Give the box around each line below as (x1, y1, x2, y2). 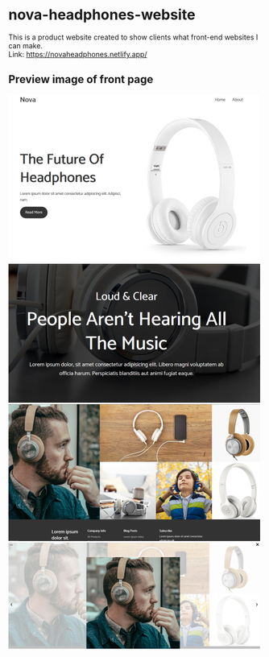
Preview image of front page (8, 72, 154, 86)
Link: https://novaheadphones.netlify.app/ (8, 49, 147, 59)
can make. (8, 40, 43, 50)
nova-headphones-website (8, 6, 196, 24)
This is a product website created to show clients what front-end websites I (8, 32, 259, 42)
